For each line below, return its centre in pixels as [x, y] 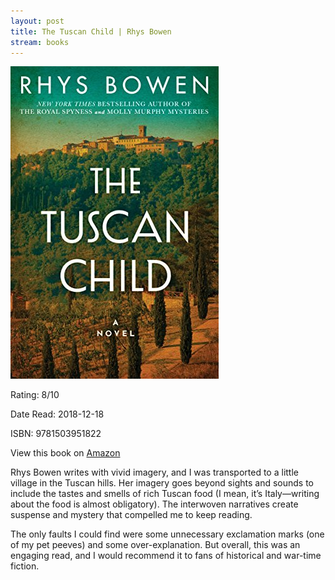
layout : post [37, 21]
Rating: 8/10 [35, 395]
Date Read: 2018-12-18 [57, 414]
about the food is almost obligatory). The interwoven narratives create [154, 504]
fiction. [25, 566]
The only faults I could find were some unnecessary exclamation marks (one [167, 534]
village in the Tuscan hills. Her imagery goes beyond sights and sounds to [162, 483]
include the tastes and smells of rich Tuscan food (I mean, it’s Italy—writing [165, 494]
